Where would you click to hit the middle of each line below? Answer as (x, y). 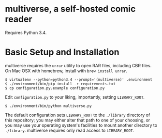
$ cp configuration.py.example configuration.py (55, 88)
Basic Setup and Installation (62, 52)
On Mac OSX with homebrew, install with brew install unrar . (66, 71)
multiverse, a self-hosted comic (70, 9)
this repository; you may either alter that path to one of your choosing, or (78, 120)
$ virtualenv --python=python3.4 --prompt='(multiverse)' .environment (79, 79)
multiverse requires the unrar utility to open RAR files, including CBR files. (78, 65)
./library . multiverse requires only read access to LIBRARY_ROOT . (70, 130)
